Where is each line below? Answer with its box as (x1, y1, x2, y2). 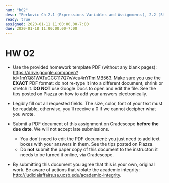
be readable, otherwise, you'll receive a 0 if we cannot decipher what (12, 106, 156, 112)
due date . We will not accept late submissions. (12, 126, 110, 132)
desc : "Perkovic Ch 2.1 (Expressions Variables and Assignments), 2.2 (5, 12, 156, 17)
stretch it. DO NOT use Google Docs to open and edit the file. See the (12, 86, 156, 92)
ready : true (5, 17, 30, 22)
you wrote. (12, 111, 35, 117)
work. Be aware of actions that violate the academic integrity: (12, 167, 140, 173)
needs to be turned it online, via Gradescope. (20, 152, 114, 158)
